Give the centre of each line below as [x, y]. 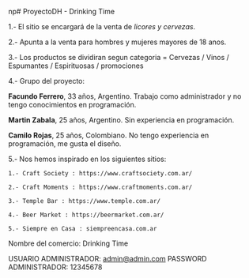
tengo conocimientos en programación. [72, 105]
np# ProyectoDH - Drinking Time [62, 11]
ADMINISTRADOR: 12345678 [55, 267]
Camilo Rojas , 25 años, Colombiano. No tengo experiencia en [109, 135]
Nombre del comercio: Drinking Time [68, 243]
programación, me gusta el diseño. [65, 144]
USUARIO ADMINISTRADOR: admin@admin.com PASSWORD [108, 259]
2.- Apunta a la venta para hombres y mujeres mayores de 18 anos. [117, 42]
